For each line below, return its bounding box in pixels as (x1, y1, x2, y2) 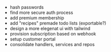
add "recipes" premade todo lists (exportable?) (9, 20, 107, 26)
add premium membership (9, 15, 64, 20)
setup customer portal (9, 36, 56, 42)
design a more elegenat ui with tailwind (9, 25, 91, 31)
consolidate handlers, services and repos (9, 41, 95, 47)
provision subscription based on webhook (9, 31, 96, 36)
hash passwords (9, 4, 44, 10)
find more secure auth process (9, 9, 73, 15)
